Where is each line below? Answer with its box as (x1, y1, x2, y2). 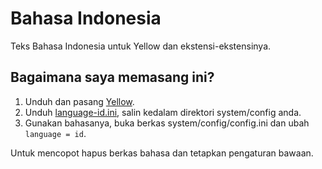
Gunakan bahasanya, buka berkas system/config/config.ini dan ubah (24, 117, 310, 129)
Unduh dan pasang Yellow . (24, 95, 135, 107)
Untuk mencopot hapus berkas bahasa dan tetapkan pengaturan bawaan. (10, 147, 314, 159)
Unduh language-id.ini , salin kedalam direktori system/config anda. (24, 106, 302, 118)
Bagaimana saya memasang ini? (10, 69, 215, 86)
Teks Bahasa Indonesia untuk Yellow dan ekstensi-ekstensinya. (10, 40, 272, 52)
